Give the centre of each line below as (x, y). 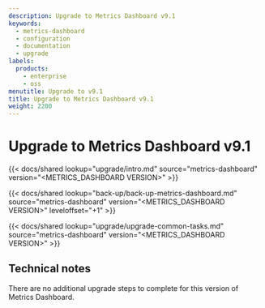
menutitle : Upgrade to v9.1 (56, 91)
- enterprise (45, 76)
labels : (21, 62)
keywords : (25, 24)
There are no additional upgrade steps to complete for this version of (124, 288)
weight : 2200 (30, 106)
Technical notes (50, 269)
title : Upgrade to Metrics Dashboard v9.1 (81, 99)
